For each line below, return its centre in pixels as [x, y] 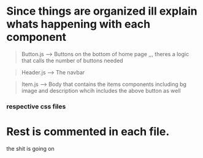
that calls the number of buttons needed [72, 60]
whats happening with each [79, 24]
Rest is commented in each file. [88, 132]
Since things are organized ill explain [102, 11]
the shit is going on [31, 148]
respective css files [36, 106]
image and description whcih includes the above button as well [101, 90]
